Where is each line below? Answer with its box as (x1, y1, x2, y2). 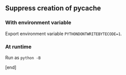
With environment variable (5, 19, 71, 26)
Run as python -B (5, 54, 41, 60)
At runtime (5, 43, 31, 50)
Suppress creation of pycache (5, 4, 101, 13)
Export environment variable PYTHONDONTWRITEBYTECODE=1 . (5, 30, 122, 37)
